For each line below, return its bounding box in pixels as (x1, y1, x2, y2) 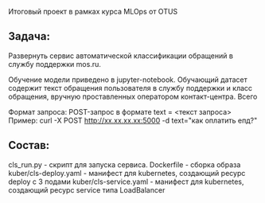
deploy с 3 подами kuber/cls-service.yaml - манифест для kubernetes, (8, 177, 244, 186)
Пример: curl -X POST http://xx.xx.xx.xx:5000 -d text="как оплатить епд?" (8, 115, 258, 125)
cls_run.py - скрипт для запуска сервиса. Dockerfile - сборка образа (8, 159, 241, 170)
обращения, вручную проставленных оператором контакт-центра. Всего (8, 92, 258, 101)
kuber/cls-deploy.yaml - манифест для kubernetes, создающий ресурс (8, 168, 246, 178)
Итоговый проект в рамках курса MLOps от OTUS (8, 7, 178, 16)
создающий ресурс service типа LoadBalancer (8, 185, 166, 194)
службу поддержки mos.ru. (8, 59, 101, 68)
